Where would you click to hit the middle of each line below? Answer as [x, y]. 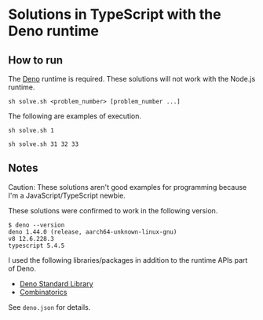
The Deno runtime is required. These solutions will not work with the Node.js [132, 79]
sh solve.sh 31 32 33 [44, 144]
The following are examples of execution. [75, 116]
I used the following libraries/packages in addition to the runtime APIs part [128, 260]
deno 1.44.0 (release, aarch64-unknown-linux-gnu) [93, 232]
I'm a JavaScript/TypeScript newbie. [67, 195]
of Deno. [22, 268]
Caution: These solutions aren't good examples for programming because [128, 187]
